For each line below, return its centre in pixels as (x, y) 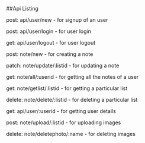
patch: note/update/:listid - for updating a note (63, 65)
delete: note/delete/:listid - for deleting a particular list (72, 100)
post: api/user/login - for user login (49, 31)
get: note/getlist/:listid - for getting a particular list (67, 88)
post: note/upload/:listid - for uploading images (64, 122)
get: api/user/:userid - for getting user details (61, 111)
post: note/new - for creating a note (50, 54)
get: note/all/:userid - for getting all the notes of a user (72, 77)
